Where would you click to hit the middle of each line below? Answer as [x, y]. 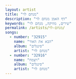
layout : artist [21, 10]
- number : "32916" [28, 55]
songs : [12, 32]
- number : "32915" [28, 37]
